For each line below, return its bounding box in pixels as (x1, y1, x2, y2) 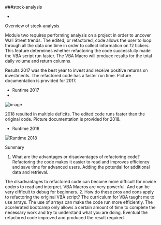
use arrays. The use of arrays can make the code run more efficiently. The (5, 199, 153, 205)
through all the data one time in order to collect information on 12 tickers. (5, 43, 150, 48)
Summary (5, 145, 25, 150)
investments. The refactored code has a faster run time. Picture (5, 73, 132, 78)
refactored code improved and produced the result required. (5, 215, 125, 220)
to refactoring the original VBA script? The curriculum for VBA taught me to (5, 194, 155, 200)
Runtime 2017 (12, 87, 40, 93)
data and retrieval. (12, 169, 48, 175)
